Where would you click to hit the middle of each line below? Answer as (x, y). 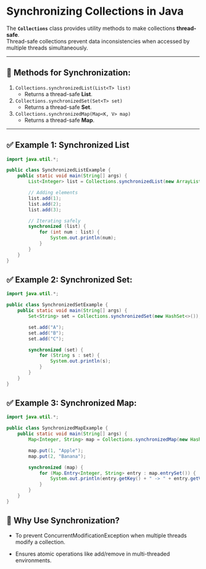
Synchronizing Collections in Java (95, 11)
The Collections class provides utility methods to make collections (91, 28)
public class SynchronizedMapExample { (57, 428)
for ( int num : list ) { (69, 232)
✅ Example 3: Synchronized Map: (71, 403)
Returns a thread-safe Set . (58, 107)
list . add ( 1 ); (45, 198)
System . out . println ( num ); (83, 238)
